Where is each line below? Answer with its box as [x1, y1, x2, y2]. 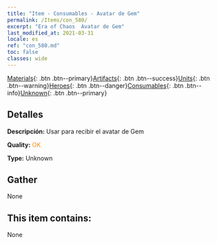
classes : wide [7, 55, 48, 62]
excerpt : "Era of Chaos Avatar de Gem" [7, 23, 125, 30]
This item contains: [7, 212, 92, 224]
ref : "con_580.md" [7, 42, 60, 49]
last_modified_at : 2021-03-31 [7, 29, 94, 37]
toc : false [7, 49, 39, 56]
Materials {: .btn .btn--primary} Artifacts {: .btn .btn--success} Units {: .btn [7, 74, 210, 82]
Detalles [7, 109, 43, 121]
